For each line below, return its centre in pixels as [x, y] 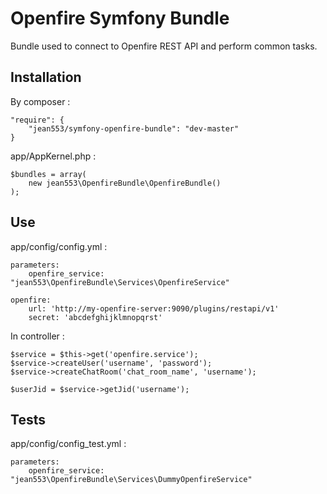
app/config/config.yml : [59, 246]
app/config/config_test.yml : [68, 444]
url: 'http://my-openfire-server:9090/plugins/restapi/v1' [154, 308]
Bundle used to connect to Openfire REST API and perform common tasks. [164, 46]
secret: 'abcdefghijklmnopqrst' [95, 317]
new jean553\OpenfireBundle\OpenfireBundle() [125, 183]
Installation [46, 77]
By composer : [40, 101]
